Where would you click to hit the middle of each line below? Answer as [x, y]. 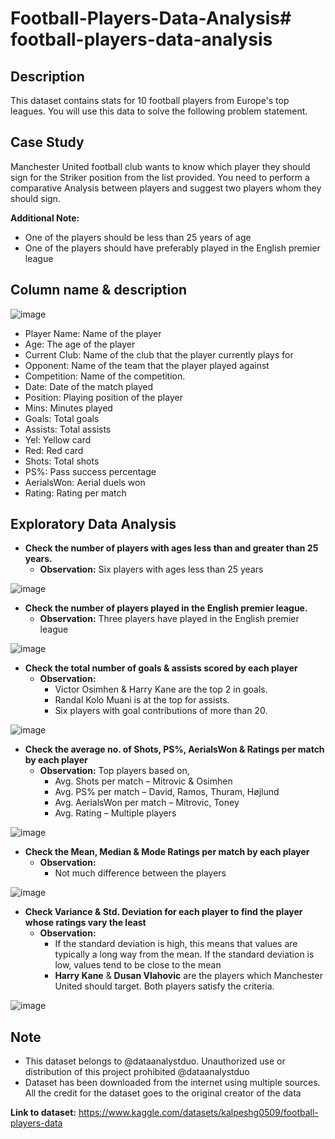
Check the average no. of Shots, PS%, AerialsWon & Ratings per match [174, 749]
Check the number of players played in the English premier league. [166, 608]
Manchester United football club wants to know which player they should [160, 166]
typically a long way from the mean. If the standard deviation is [184, 954]
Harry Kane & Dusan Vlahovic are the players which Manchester [188, 976]
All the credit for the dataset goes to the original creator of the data [163, 1093]
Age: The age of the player [80, 344]
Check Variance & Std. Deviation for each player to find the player [163, 912]
